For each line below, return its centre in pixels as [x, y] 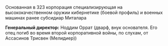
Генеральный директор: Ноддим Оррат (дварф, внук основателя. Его [81, 27]
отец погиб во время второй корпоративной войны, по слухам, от [77, 33]
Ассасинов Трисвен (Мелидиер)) [41, 38]
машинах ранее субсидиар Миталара [46, 18]
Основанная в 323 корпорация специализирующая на [64, 7]
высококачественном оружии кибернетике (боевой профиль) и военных [84, 12]
